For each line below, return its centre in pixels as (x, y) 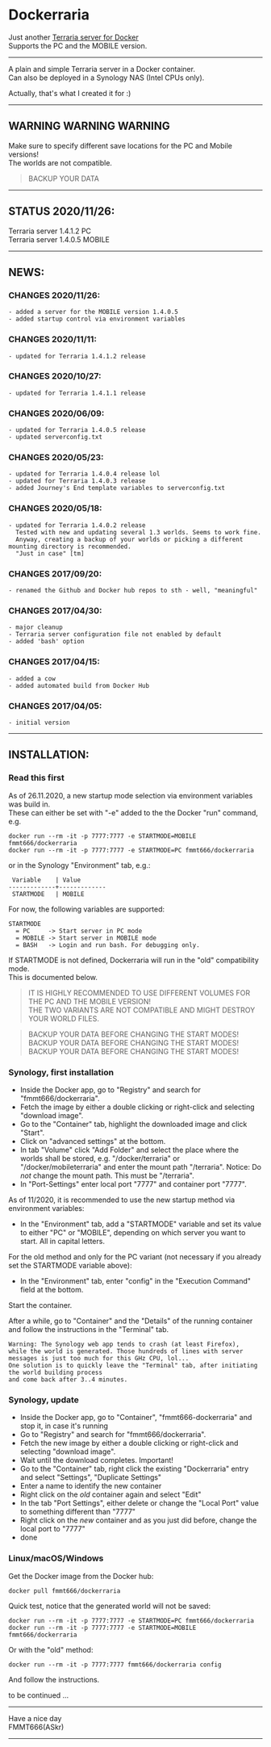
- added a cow (32, 679)
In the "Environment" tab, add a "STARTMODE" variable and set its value (141, 1224)
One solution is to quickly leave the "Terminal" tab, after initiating (133, 1365)
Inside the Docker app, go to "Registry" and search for (110, 1089)
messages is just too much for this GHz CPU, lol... (99, 1358)
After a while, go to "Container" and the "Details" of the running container (131, 1321)
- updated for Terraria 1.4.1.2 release (77, 356)
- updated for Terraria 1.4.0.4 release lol (84, 474)
